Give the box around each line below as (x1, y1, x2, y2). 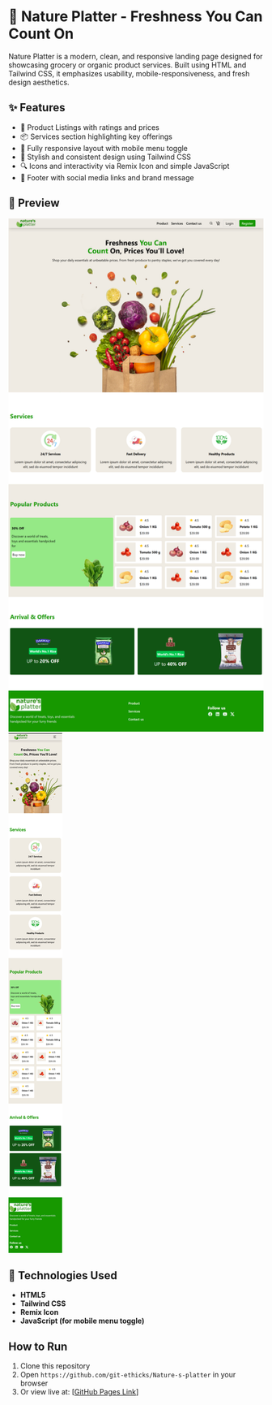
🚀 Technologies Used (8, 1269, 117, 1282)
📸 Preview (8, 197, 60, 210)
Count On (8, 24, 74, 43)
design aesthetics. (8, 77, 70, 87)
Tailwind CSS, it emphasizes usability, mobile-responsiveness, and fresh (8, 68, 250, 78)
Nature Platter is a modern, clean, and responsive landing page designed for (8, 51, 263, 61)
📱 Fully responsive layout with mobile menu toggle (19, 143, 189, 153)
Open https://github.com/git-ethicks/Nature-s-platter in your (19, 1370, 236, 1380)
